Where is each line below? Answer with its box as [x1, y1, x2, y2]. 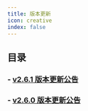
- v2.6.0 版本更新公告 [7, 95, 81, 105]
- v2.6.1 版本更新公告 [7, 74, 79, 84]
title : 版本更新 [7, 10, 51, 18]
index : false [7, 23, 46, 30]
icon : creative [7, 17, 53, 24]
